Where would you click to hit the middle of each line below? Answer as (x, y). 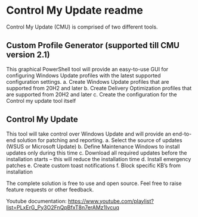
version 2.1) (28, 55)
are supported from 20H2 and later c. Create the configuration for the (92, 94)
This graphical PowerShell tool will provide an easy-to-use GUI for (87, 69)
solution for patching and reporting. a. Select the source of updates (100, 140)
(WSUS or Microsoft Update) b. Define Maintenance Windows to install (93, 146)
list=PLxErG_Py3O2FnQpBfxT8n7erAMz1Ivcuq (63, 207)
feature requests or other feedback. (50, 189)
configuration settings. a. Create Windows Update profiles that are (88, 81)
